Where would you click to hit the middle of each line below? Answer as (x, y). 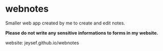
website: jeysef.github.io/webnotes (42, 43)
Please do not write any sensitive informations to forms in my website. (82, 33)
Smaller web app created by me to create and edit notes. (65, 23)
